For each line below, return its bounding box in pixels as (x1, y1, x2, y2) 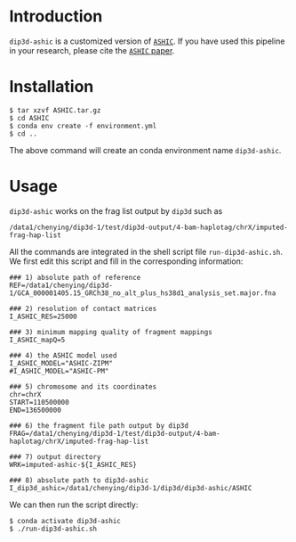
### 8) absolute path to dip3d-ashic (9, 475, 149, 485)
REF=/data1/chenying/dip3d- (9, 281, 114, 290)
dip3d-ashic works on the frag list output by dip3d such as (9, 205, 223, 216)
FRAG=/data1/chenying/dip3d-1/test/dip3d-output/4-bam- (9, 429, 220, 438)
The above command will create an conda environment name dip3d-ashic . (9, 144, 282, 155)
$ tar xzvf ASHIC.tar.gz (9, 105, 101, 115)
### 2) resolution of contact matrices (9, 304, 157, 313)
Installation (9, 77, 94, 97)
